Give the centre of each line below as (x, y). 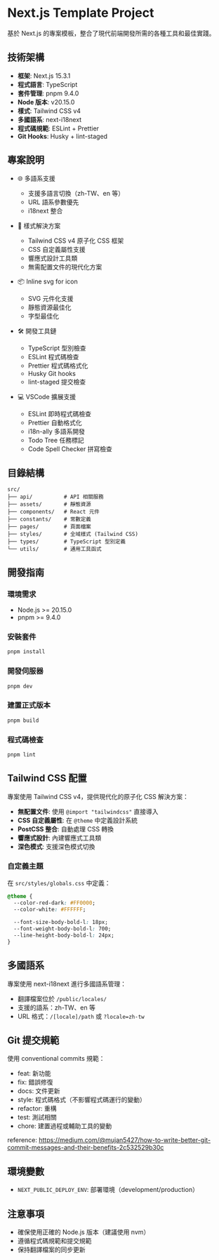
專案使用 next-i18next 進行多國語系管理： (67, 984)
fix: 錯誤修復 (35, 1083)
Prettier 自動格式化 (55, 422)
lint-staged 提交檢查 (57, 382)
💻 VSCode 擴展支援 (47, 396)
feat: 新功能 (34, 1073)
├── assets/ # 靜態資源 (49, 504)
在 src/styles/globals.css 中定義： (59, 883)
